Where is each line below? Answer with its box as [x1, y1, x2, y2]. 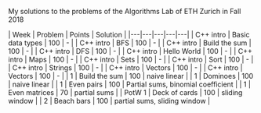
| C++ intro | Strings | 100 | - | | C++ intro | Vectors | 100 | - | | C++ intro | [8, 63, 243, 72]
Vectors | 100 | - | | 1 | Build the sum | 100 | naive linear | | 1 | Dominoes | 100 [8, 72, 254, 80]
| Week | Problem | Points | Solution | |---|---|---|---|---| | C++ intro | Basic [8, 30, 250, 39]
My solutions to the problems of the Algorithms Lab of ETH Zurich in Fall [8, 7, 241, 16]
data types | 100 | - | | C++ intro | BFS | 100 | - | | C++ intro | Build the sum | [8, 38, 252, 48]
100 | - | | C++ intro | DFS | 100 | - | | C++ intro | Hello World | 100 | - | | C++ [8, 47, 252, 55]
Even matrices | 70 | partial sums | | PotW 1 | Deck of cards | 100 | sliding [8, 88, 243, 97]
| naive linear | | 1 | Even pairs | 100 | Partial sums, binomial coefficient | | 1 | [8, 79, 251, 89]
